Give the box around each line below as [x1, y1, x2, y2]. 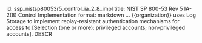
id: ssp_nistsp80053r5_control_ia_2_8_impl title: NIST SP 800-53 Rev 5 [6, 5, 183, 12]
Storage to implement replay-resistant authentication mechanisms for [6, 18, 180, 24]
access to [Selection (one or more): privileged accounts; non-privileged [6, 24, 186, 31]
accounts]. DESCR [6, 30, 53, 38]
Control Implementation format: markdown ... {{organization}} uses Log [18, 11, 196, 19]
